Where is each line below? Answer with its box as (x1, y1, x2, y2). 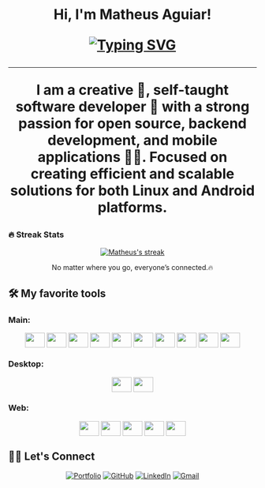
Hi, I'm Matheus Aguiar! (54, 6, 211, 24)
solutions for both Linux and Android (10, 182, 255, 200)
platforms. (97, 199, 168, 216)
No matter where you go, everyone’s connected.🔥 (51, 262, 214, 272)
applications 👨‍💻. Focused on (37, 148, 228, 167)
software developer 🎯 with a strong (15, 98, 250, 116)
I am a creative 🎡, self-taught (35, 81, 230, 99)
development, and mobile (47, 132, 218, 149)
